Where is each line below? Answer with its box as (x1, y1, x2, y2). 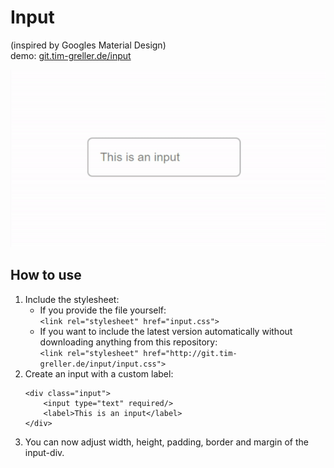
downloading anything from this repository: (39, 336, 218, 348)
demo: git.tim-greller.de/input (10, 49, 132, 61)
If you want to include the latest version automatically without (39, 325, 293, 337)
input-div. (24, 446, 65, 458)
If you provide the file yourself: (39, 304, 167, 316)
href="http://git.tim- (143, 348, 238, 358)
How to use (10, 267, 82, 284)
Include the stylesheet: (24, 293, 120, 305)
